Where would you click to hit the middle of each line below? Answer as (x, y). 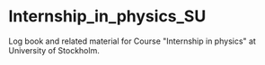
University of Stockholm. (54, 50)
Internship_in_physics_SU (107, 16)
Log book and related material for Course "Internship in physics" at (132, 41)
